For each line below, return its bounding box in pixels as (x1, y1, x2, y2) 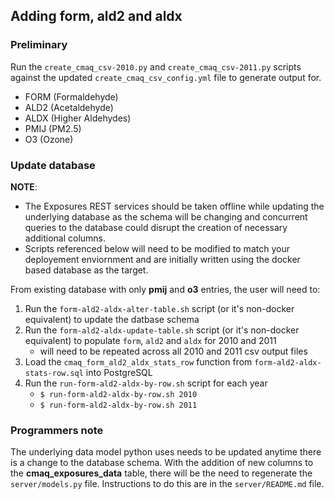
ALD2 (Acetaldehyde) (24, 101, 114, 113)
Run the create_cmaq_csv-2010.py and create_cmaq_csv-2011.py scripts (10, 60, 302, 73)
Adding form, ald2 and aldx (10, 8, 183, 25)
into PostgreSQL (85, 366, 153, 378)
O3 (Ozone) (24, 133, 74, 145)
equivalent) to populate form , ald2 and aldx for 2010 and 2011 (24, 334, 277, 346)
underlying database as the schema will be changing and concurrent (24, 210, 308, 223)
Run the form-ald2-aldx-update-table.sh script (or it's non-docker (24, 324, 300, 336)
